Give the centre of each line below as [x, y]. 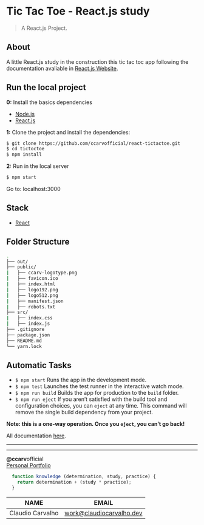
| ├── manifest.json [35, 301]
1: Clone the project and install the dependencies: [68, 132]
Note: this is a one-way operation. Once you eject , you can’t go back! [96, 424]
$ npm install [24, 155]
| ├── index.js [28, 324]
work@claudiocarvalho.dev [104, 513]
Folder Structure [38, 242]
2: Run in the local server [38, 166]
